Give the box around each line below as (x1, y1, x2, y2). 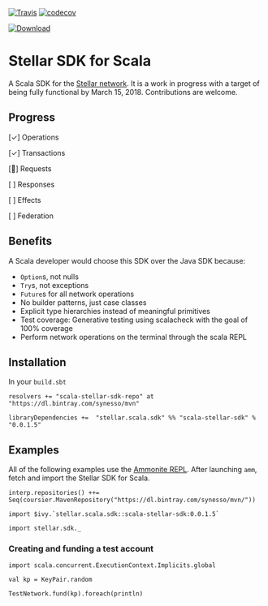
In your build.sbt (8, 377, 67, 387)
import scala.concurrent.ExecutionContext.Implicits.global (8, 561, 217, 569)
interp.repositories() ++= (8, 489, 100, 497)
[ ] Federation (8, 211, 54, 221)
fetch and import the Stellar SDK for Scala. (8, 473, 150, 483)
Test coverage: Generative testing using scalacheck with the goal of (19, 315, 249, 324)
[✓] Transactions (8, 148, 66, 157)
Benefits (8, 234, 53, 248)
